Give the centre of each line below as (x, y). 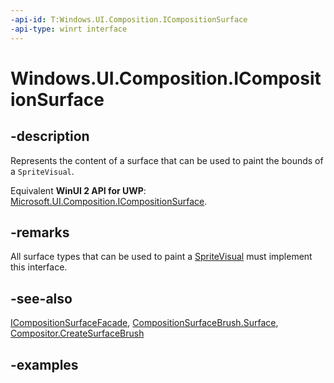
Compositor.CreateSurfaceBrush (77, 333)
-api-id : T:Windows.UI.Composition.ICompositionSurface (129, 19)
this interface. (39, 267)
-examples (44, 364)
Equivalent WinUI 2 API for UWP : (78, 190)
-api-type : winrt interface (69, 29)
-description (50, 136)
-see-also (41, 298)
